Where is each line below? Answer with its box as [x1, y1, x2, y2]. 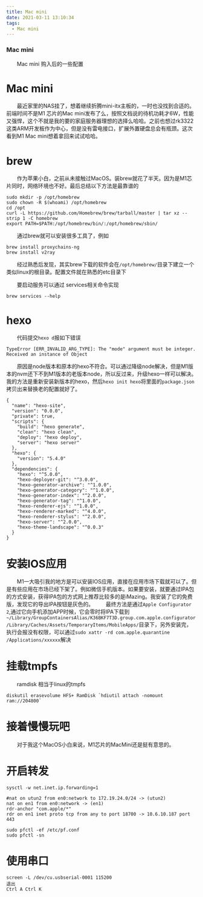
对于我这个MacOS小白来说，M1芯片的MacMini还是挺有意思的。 [17, 741, 175, 748]
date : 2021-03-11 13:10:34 [6, 14, 74, 21]
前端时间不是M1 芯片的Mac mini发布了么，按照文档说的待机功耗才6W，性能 [6, 110, 195, 117]
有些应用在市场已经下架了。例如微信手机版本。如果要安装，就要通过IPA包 [11, 585, 195, 593]
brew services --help [6, 294, 61, 300]
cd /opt [6, 205, 26, 211]
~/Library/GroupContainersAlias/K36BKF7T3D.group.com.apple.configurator [6, 615, 196, 621]
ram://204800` [6, 698, 42, 704]
